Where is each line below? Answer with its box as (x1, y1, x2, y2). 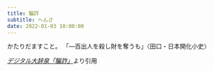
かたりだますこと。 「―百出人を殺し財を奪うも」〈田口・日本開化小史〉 (7, 42, 211, 51)
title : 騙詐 (7, 10, 39, 17)
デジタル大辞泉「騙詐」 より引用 (7, 57, 97, 65)
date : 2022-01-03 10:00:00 (7, 23, 84, 29)
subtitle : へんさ (7, 16, 53, 23)
